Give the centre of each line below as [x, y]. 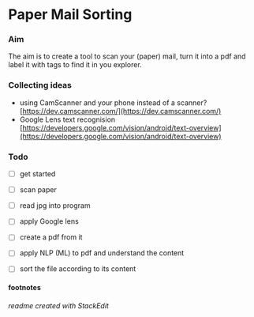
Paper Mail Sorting [70, 15]
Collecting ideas [40, 85]
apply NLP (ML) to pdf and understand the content [102, 253]
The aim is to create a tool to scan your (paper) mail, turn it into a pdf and [127, 56]
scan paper [38, 190]
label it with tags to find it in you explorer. [75, 65]
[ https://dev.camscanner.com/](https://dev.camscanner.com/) [120, 111]
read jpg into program [55, 206]
